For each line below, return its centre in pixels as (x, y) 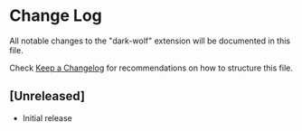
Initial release (47, 117)
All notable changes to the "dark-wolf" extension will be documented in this (150, 41)
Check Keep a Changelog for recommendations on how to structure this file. (151, 68)
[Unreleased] (47, 96)
